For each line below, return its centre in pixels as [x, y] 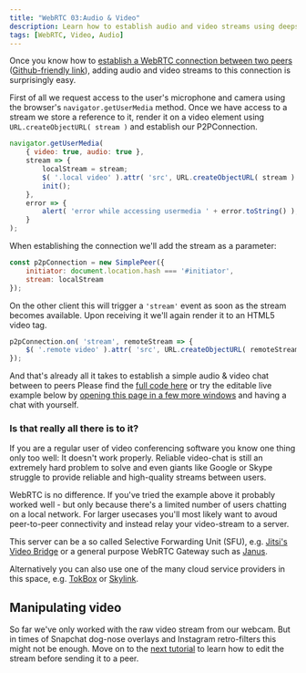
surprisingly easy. [43, 80]
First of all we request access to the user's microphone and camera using [148, 98]
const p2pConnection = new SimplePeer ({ [87, 263]
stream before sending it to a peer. [74, 658]
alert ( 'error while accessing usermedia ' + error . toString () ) [169, 212]
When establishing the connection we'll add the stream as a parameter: [143, 246]
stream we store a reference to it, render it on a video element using [137, 117]
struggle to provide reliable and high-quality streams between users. [138, 477]
